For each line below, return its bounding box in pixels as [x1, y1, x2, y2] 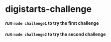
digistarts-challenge [5, 3, 92, 15]
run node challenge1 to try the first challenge [5, 20, 99, 26]
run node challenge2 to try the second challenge [5, 31, 106, 38]
